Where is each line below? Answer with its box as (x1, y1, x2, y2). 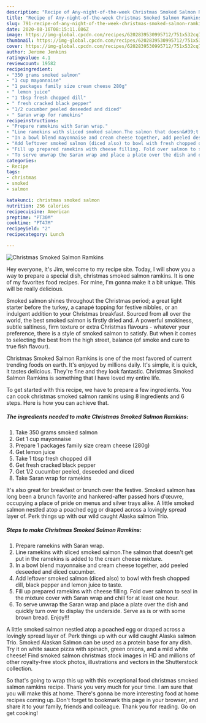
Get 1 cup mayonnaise (15, 435, 72, 442)
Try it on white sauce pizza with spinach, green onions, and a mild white (6, 645, 188, 652)
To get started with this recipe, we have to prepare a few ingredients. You (6, 386, 192, 393)
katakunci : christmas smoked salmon (6, 197, 100, 203)
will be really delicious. (6, 285, 64, 292)
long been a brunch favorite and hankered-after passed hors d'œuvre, (6, 493, 184, 500)
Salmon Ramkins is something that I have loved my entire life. (6, 374, 161, 381)
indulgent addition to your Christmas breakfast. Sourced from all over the (6, 310, 191, 317)
